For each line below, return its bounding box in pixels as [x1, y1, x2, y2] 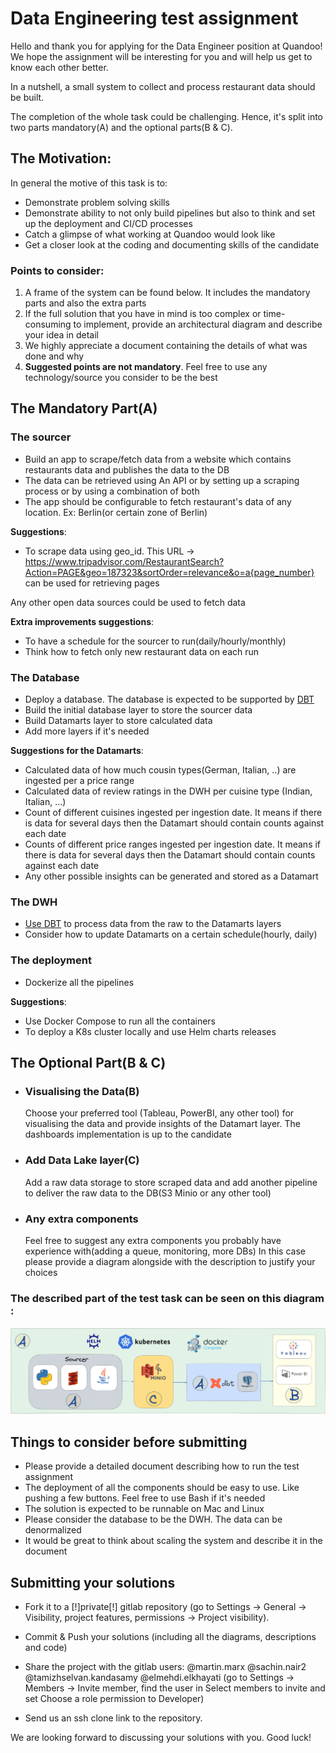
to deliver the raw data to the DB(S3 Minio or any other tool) [24, 1187, 272, 1199]
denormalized [24, 1524, 82, 1536]
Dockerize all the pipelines [24, 976, 135, 988]
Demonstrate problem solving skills [24, 196, 170, 208]
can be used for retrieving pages [24, 577, 160, 589]
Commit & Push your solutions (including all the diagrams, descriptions [24, 1631, 317, 1643]
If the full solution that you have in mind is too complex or [24, 308, 262, 320]
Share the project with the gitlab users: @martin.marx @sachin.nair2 [24, 1661, 307, 1673]
